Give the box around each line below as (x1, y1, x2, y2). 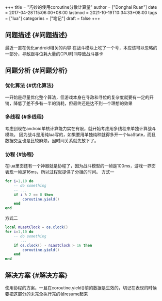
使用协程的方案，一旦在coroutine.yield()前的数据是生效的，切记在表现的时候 (5, 285, 157, 291)
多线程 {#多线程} (5, 114, 44, 120)
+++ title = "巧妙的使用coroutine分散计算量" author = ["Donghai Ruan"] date (5, 4, 157, 10)
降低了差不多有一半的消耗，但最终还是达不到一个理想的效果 (13, 100, 132, 106)
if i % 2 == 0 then (14, 192, 53, 197)
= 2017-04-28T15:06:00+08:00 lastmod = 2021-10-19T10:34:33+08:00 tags (5, 10, 157, 16)
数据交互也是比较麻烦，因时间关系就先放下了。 (5, 137, 98, 143)
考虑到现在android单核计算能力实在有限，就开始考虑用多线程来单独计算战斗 (5, 125, 157, 131)
